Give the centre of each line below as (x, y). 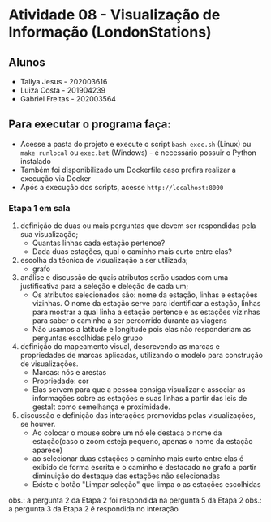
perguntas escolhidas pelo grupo (88, 338)
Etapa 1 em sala (39, 208)
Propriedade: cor (60, 381)
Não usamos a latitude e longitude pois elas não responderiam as (142, 330)
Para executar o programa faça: (90, 125)
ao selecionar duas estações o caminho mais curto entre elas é (138, 459)
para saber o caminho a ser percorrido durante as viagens (129, 321)
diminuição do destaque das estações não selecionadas (126, 476)
